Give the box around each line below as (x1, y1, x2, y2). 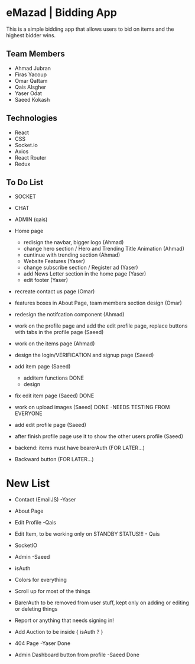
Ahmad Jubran (14, 64, 51, 72)
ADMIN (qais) (14, 216, 48, 223)
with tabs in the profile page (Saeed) (14, 329, 104, 336)
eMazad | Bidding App (6, 6, 117, 20)
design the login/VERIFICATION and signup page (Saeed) (14, 352, 154, 359)
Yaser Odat (14, 89, 43, 97)
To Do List (6, 177, 44, 187)
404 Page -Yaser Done (14, 640, 71, 647)
